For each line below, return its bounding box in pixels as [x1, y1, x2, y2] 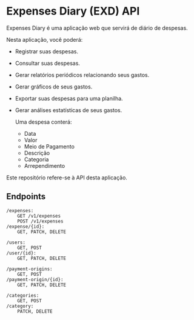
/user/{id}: [6, 250, 36, 256]
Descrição [24, 149, 50, 156]
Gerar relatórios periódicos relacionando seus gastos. [15, 71, 150, 78]
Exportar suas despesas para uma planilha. [15, 95, 123, 102]
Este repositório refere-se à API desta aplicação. [6, 174, 127, 181]
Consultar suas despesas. [15, 59, 81, 67]
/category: [6, 303, 34, 309]
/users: [6, 239, 26, 245]
